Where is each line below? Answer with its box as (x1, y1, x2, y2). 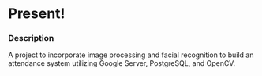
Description (8, 33, 54, 44)
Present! (8, 5, 65, 23)
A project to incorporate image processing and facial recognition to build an (8, 50, 254, 60)
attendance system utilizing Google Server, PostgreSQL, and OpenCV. (8, 59, 235, 68)
